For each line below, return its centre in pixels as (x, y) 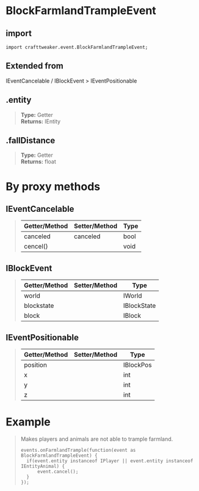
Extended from (34, 66)
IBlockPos (138, 365)
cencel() (36, 247)
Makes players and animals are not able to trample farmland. (97, 439)
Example (28, 422)
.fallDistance (31, 141)
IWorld (133, 296)
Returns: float (38, 162)
